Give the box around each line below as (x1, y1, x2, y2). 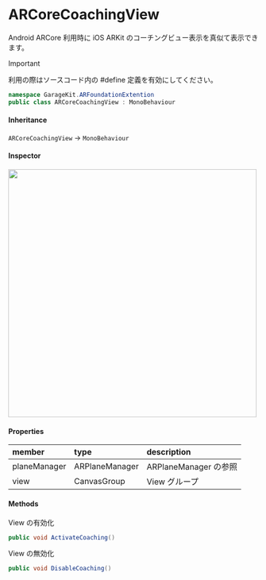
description (146, 447, 191, 458)
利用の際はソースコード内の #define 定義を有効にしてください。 (8, 75, 218, 84)
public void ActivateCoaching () (8, 533, 115, 541)
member (12, 447, 45, 458)
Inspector (8, 151, 41, 160)
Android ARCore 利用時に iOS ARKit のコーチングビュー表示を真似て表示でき (8, 33, 259, 42)
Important (8, 58, 40, 68)
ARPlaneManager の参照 (146, 462, 238, 473)
